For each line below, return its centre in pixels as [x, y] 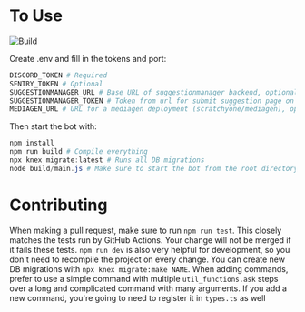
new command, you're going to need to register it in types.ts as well [138, 297]
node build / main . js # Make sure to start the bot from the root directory [154, 168]
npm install [32, 143]
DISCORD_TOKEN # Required [58, 75]
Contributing [59, 205]
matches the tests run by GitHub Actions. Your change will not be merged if [151, 240]
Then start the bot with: [53, 126]
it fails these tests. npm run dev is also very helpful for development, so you [150, 249]
